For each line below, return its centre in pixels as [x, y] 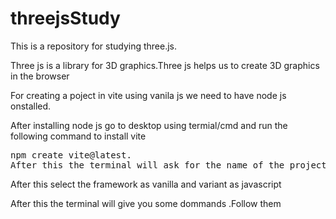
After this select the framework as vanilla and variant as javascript [146, 184]
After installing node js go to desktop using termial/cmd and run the [149, 125]
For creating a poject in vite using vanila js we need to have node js [148, 95]
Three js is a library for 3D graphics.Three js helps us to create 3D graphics [165, 65]
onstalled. [31, 106]
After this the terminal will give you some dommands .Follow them [146, 203]
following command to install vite [78, 136]
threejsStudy [65, 18]
